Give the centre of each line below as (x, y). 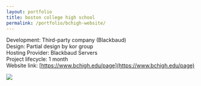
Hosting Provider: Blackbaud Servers (52, 53)
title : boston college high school (51, 17)
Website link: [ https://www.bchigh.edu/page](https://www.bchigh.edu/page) (100, 66)
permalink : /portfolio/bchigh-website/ (56, 23)
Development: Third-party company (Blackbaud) (66, 40)
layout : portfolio (29, 12)
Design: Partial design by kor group (50, 46)
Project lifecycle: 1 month (37, 59)
